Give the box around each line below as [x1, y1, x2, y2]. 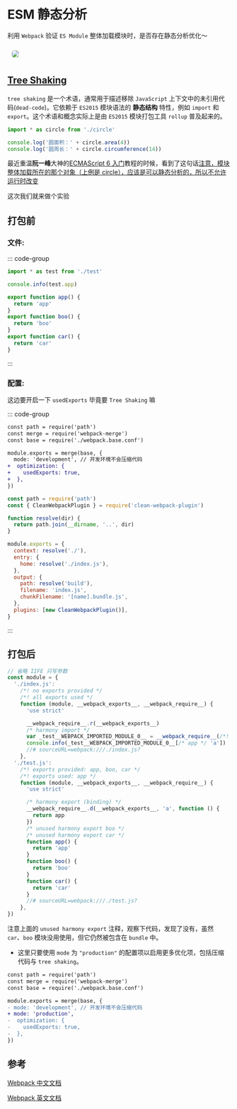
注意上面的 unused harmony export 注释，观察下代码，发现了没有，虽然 [7, 925, 214, 933]
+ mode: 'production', [7, 1010, 74, 1018]
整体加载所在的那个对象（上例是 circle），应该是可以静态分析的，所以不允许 [7, 168, 226, 177]
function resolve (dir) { [7, 515, 81, 522]
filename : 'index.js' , [20, 586, 87, 594]
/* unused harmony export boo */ [25, 825, 125, 832]
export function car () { [7, 333, 81, 340]
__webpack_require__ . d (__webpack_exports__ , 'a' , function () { [25, 806, 220, 813]
